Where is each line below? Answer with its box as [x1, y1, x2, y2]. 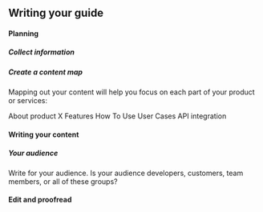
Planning [8, 28, 38, 38]
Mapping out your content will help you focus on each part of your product [8, 87, 255, 97]
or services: [8, 96, 48, 106]
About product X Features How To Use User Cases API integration [8, 111, 227, 121]
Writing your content [8, 130, 79, 139]
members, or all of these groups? [8, 176, 118, 186]
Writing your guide [8, 6, 104, 20]
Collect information [8, 47, 75, 57]
